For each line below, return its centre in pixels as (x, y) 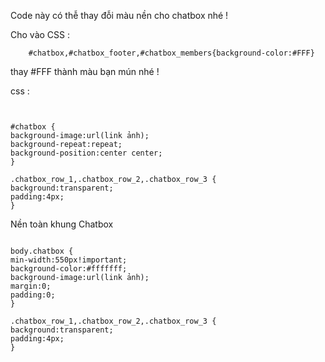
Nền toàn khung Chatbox (62, 224)
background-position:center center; (86, 153)
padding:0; (33, 295)
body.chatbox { (42, 251)
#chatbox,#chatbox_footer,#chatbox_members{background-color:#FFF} (171, 53)
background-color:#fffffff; (69, 269)
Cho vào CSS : (40, 34)
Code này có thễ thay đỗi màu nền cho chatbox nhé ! (119, 15)
